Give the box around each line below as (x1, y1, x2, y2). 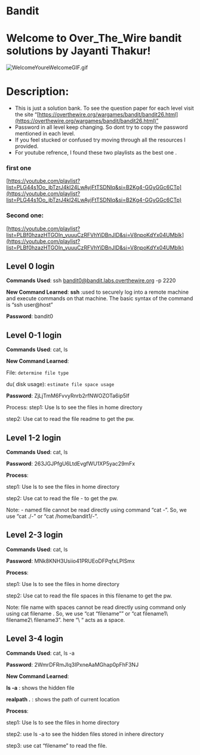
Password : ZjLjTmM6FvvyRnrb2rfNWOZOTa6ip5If (6, 392, 130, 399)
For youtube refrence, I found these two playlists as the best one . (14, 149, 177, 156)
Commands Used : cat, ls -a (6, 649, 75, 657)
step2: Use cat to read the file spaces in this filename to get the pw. (6, 592, 173, 599)
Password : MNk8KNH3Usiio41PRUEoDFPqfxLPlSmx (6, 557, 136, 565)
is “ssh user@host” (6, 301, 54, 309)
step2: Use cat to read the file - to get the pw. (6, 495, 118, 502)
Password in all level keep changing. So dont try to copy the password (14, 124, 188, 131)
